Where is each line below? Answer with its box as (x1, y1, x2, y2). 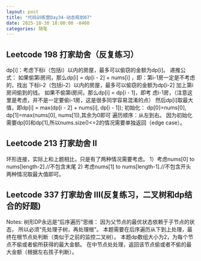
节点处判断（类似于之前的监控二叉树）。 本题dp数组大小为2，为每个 (22, 233, 188, 241)
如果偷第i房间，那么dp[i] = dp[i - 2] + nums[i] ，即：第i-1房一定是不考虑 (17, 74, 196, 81)
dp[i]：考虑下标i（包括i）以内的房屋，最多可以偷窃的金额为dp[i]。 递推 (6, 67, 181, 74)
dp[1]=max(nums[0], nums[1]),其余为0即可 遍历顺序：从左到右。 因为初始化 (6, 112, 193, 119)
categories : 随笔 (6, 25, 48, 32)
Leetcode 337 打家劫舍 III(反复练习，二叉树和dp (6, 190, 185, 200)
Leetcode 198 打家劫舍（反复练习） (6, 49, 139, 60)
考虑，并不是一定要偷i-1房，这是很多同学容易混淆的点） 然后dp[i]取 (16, 97, 183, 104)
